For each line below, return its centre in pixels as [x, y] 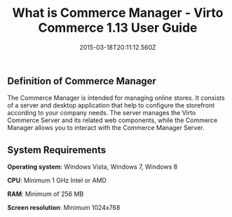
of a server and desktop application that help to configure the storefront [111, 105]
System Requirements [57, 150]
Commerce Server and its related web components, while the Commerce [112, 120]
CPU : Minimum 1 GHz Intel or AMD [57, 180]
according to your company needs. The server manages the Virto [102, 113]
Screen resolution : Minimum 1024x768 [64, 208]
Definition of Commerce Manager [82, 81]
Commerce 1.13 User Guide [118, 28]
